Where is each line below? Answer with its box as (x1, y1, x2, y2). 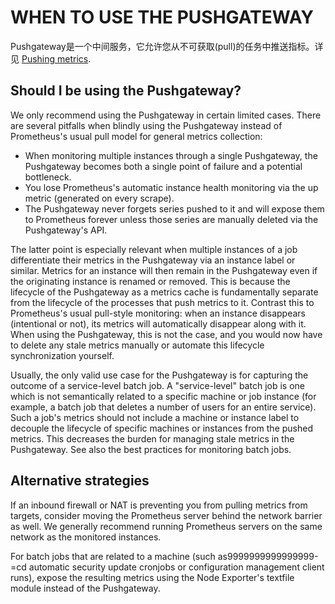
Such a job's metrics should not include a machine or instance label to (10, 411, 300, 423)
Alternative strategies (10, 472, 150, 490)
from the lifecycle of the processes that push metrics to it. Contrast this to (10, 296, 315, 308)
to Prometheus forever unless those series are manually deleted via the (24, 213, 319, 225)
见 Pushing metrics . (10, 52, 92, 65)
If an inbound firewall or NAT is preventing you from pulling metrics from (10, 499, 308, 511)
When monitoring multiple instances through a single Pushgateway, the (24, 149, 318, 161)
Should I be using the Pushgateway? (10, 82, 242, 100)
